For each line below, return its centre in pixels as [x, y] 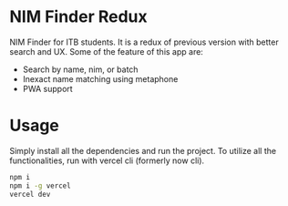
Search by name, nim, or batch [80, 69]
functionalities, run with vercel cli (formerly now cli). [107, 160]
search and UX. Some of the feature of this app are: [106, 51]
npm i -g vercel [40, 185]
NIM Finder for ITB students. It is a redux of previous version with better [144, 42]
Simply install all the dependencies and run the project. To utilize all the [143, 150]
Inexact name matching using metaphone [100, 78]
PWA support [47, 88]
